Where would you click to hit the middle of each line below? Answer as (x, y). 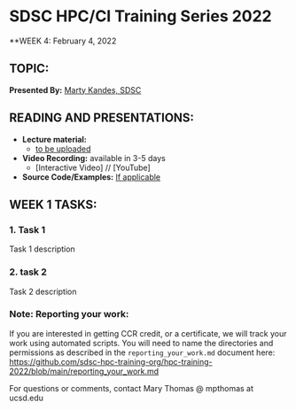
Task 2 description (43, 291)
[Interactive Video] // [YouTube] (93, 167)
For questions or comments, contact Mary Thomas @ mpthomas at (132, 388)
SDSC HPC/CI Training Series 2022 (140, 16)
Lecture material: (54, 139)
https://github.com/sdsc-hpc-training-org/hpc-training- (111, 361)
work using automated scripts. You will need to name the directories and (141, 343)
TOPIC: (29, 69)
